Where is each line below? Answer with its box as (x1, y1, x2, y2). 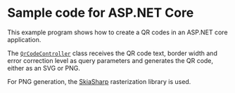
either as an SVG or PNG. (7, 64, 81, 72)
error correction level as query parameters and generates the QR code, (7, 56, 213, 64)
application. (7, 35, 42, 43)
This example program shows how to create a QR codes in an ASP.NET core (7, 28, 228, 36)
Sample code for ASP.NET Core (7, 5, 194, 21)
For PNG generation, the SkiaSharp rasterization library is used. (7, 77, 191, 85)
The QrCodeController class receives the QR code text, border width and (7, 49, 218, 57)
